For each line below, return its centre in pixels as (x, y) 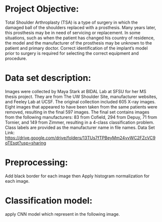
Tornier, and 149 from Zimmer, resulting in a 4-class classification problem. (80, 122)
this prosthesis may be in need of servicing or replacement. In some (73, 32)
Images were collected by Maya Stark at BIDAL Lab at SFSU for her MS (76, 91)
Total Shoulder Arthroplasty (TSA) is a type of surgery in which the (71, 22)
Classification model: (49, 201)
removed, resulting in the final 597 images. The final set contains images (77, 112)
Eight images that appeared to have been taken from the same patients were (81, 107)
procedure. (16, 58)
